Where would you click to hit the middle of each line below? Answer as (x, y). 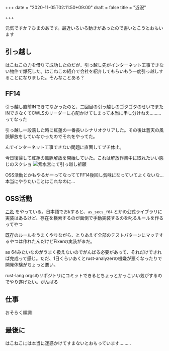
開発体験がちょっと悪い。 (32, 265)
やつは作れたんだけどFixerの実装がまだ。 (52, 241)
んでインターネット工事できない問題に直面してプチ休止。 (65, 147)
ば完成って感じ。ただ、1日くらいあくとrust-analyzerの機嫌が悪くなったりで (84, 258)
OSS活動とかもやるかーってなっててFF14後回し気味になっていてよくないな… (84, 175)
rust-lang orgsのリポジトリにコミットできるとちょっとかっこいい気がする (81, 276)
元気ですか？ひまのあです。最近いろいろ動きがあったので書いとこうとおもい (84, 28)
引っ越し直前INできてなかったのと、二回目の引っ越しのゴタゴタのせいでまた (84, 106)
